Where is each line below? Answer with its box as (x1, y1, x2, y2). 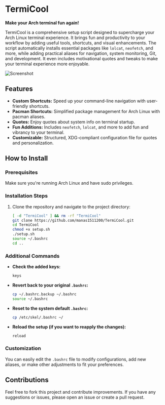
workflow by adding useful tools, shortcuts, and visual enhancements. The (5, 40, 157, 45)
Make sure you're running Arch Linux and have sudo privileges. (5, 180, 134, 186)
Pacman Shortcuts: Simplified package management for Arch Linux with (12, 108, 160, 114)
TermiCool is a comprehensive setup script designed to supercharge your (5, 29, 155, 35)
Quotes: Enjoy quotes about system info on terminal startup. (12, 119, 135, 124)
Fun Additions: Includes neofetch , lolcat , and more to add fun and (12, 124, 149, 130)
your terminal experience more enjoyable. (5, 61, 90, 67)
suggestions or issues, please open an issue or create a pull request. (5, 394, 145, 400)
